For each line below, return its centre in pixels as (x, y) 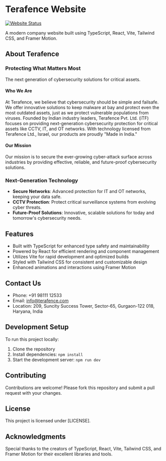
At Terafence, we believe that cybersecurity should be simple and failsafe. (82, 102)
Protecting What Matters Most (43, 68)
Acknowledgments (36, 437)
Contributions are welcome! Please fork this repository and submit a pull (80, 388)
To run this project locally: (32, 339)
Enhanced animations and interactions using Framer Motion (74, 267)
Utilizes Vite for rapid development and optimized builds (71, 257)
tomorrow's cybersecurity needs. (47, 218)
